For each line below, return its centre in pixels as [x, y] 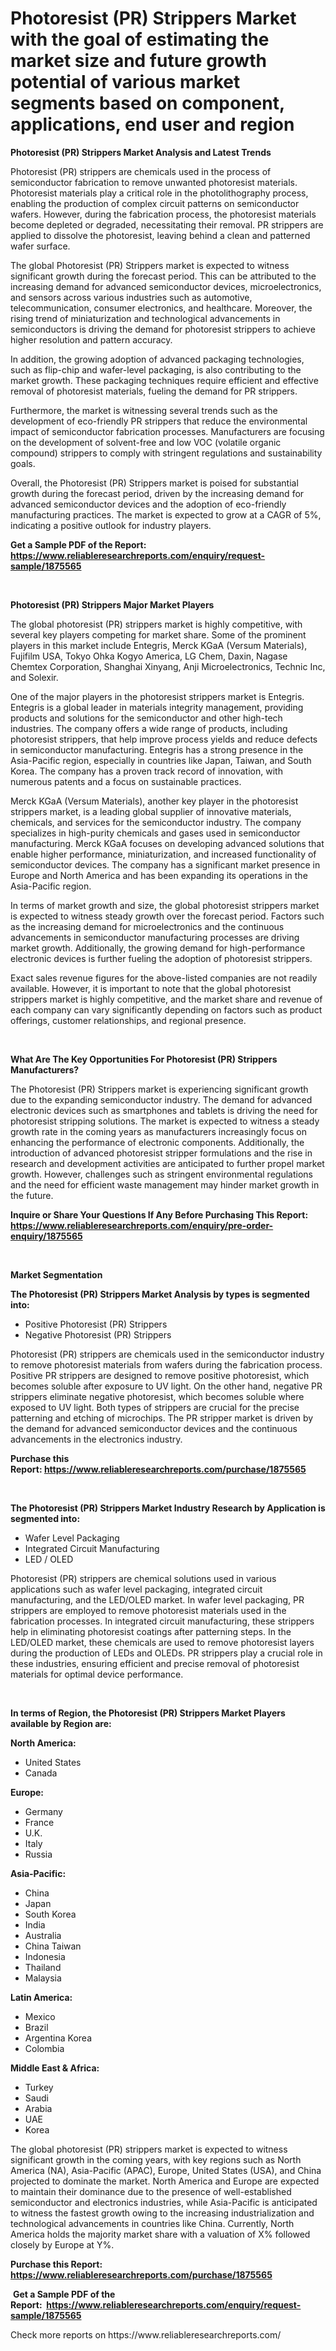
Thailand [43, 1967]
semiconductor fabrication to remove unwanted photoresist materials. [154, 182]
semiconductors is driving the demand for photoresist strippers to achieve [163, 329]
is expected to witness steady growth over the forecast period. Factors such [167, 916]
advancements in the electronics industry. [96, 1439]
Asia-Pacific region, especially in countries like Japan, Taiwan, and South [161, 760]
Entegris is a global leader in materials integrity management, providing [157, 707]
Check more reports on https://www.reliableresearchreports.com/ [146, 2334]
